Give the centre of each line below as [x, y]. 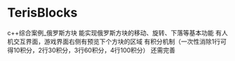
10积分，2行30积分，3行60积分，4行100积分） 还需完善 [94, 50]
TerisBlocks [42, 13]
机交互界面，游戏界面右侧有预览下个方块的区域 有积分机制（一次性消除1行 [114, 41]
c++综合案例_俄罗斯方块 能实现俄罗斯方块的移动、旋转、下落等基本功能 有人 [117, 33]
